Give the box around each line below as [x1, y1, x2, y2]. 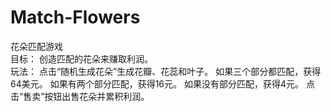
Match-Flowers [10, 6, 141, 29]
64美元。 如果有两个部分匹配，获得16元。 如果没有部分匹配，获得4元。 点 [10, 77, 315, 90]
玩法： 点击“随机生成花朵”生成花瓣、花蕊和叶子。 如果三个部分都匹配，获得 [10, 65, 322, 77]
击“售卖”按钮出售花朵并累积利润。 [10, 90, 150, 102]
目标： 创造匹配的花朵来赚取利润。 [10, 52, 153, 65]
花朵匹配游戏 [10, 40, 63, 52]
